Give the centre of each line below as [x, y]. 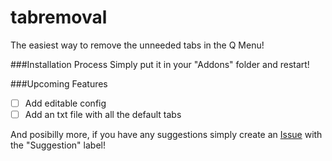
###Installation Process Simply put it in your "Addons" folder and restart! [160, 64]
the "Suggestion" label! [58, 145]
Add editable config [65, 103]
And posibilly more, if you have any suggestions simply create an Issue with [166, 135]
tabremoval [59, 17]
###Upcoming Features [59, 83]
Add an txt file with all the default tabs [103, 114]
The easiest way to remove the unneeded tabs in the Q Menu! [137, 45]
